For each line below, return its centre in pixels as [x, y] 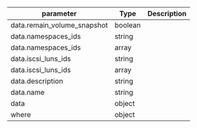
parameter [59, 13]
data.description [37, 81]
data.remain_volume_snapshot [59, 25]
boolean [128, 25]
